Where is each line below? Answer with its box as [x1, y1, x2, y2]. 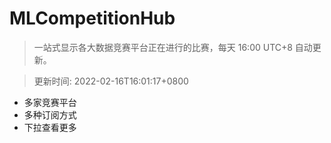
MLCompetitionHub [9, 7, 176, 30]
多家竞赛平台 [23, 96, 77, 108]
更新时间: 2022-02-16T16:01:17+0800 [33, 75, 189, 87]
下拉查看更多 [23, 121, 77, 133]
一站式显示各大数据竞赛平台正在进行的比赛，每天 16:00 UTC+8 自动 [33, 41, 313, 53]
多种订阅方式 [23, 108, 77, 121]
